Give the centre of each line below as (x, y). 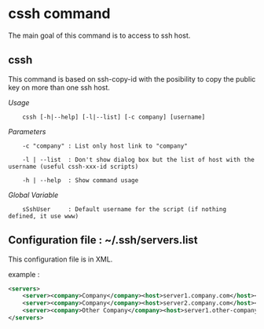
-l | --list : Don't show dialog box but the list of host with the (139, 159)
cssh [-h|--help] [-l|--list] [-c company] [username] (114, 117)
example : (24, 274)
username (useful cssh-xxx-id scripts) (73, 166)
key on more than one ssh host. (59, 87)
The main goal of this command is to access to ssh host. (99, 35)
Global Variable (33, 195)
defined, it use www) (44, 216)
